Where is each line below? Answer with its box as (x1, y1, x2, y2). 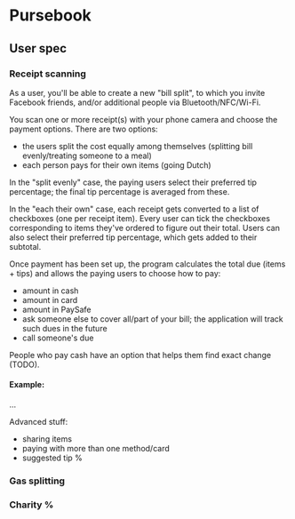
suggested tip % (21, 452, 83, 463)
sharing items (21, 434, 73, 444)
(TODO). (9, 359, 40, 370)
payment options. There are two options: (9, 124, 158, 134)
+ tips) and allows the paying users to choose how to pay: (9, 267, 221, 278)
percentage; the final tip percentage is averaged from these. (9, 186, 230, 196)
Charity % (9, 499, 54, 511)
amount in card (21, 294, 78, 305)
